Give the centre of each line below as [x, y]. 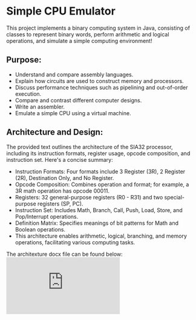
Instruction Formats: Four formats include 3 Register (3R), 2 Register [100, 172]
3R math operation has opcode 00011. [62, 191]
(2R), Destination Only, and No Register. [64, 178]
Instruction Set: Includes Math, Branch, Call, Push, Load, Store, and [99, 210]
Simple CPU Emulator [61, 11]
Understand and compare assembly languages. [74, 75]
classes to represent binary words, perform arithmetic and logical [88, 34]
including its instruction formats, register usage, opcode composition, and [98, 153]
